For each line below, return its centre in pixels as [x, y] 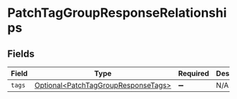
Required [194, 73]
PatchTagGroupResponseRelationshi [117, 13]
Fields [21, 54]
